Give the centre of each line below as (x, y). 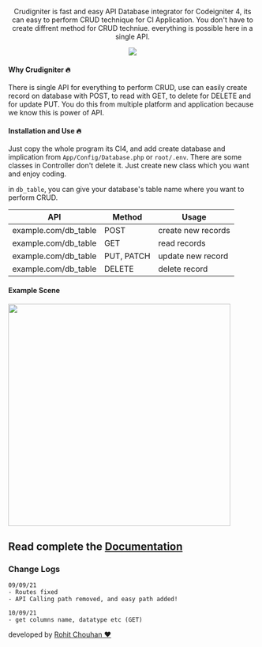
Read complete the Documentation (95, 547)
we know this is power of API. (56, 113)
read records (182, 243)
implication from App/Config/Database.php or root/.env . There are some (125, 157)
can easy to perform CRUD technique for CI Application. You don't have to (133, 20)
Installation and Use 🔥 (45, 130)
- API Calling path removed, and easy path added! (93, 600)
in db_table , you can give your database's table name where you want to (126, 190)
